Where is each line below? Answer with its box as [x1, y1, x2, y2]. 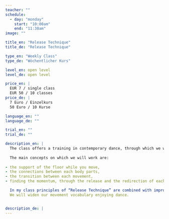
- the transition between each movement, [5, 174, 94, 179]
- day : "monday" [10, 17, 44, 22]
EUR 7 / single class [10, 86, 55, 91]
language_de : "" [5, 118, 39, 123]
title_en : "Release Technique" [5, 40, 71, 45]
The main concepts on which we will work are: [10, 155, 109, 160]
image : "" [5, 31, 26, 36]
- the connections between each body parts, [5, 169, 100, 174]
